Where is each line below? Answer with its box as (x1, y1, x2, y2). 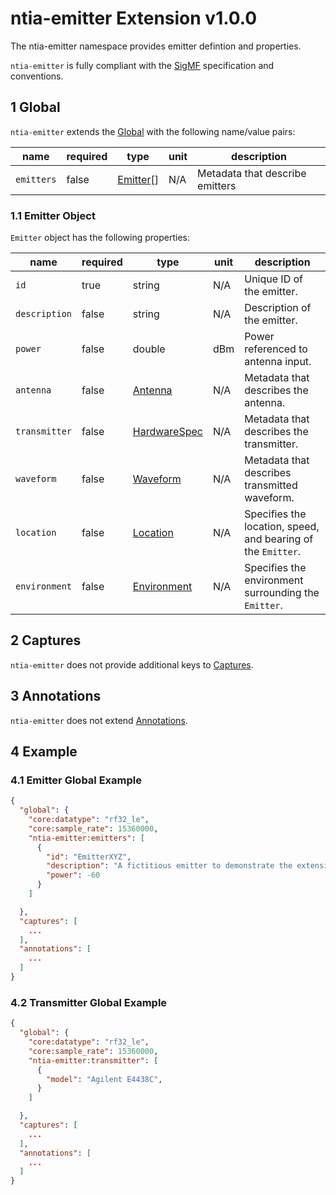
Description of (244, 301, 312, 315)
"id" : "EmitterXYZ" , (46, 852, 132, 862)
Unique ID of (244, 272, 303, 286)
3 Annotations (10, 688, 102, 705)
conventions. (10, 70, 64, 82)
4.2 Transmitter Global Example (10, 995, 168, 1009)
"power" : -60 (46, 870, 101, 881)
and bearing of (244, 532, 314, 546)
